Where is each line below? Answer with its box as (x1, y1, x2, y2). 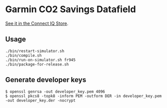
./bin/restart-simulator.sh (5, 48, 65, 54)
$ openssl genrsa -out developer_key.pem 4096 (5, 89, 105, 94)
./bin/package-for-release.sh (5, 62, 69, 67)
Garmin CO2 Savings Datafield (5, 4, 136, 15)
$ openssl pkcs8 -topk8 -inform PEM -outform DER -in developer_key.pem (5, 93, 162, 98)
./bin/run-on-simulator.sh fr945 (5, 57, 76, 62)
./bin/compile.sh (5, 53, 42, 58)
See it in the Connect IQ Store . (5, 20, 69, 26)
